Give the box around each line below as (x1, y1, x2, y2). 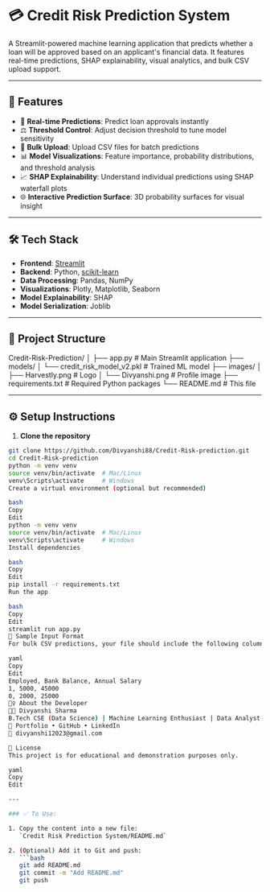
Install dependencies (8, 543, 81, 551)
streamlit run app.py (8, 625, 81, 633)
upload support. (8, 64, 62, 73)
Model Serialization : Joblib (19, 301, 111, 311)
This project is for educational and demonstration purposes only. (8, 751, 239, 759)
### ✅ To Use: (8, 810, 57, 818)
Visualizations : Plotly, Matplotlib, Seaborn (19, 283, 161, 294)
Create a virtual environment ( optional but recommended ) (8, 484, 207, 492)
